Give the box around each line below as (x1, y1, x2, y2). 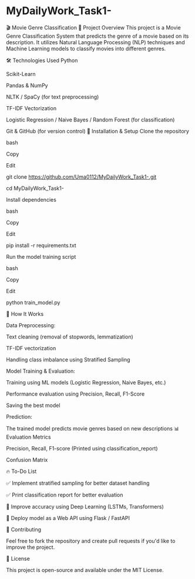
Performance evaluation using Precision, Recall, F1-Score (6, 390, 145, 397)
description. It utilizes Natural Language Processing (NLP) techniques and (6, 38, 185, 45)
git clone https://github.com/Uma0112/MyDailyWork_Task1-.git (6, 173, 157, 180)
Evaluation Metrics (6, 433, 51, 440)
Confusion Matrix (6, 456, 48, 463)
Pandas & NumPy (6, 81, 48, 89)
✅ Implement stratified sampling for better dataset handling (6, 479, 150, 486)
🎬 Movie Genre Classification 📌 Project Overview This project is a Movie (6, 24, 181, 31)
